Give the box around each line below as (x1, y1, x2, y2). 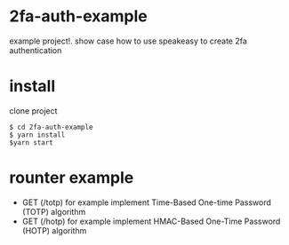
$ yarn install (9, 130, 66, 139)
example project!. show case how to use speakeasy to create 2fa (9, 36, 247, 46)
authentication (9, 44, 62, 55)
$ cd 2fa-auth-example (9, 122, 93, 131)
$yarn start (9, 138, 53, 147)
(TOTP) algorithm (21, 206, 86, 217)
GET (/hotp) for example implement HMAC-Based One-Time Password (21, 216, 281, 226)
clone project (9, 105, 58, 116)
